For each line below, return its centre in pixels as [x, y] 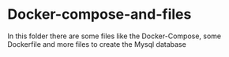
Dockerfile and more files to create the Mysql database [97, 44]
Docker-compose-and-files [99, 14]
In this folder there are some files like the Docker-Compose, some [114, 36]
